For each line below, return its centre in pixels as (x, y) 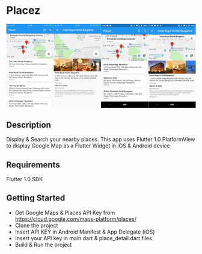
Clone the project (36, 225)
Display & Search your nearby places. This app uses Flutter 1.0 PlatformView (101, 140)
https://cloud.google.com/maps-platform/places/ (76, 219)
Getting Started (36, 198)
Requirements (33, 165)
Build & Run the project (43, 244)
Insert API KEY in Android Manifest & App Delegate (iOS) (85, 232)
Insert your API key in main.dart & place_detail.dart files (83, 238)
